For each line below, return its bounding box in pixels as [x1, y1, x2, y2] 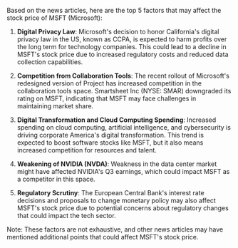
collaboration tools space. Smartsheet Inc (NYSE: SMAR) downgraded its [16, 87, 232, 95]
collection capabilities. [16, 58, 83, 66]
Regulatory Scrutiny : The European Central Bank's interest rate [16, 189, 205, 197]
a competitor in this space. [16, 175, 95, 183]
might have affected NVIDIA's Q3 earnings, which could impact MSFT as [16, 167, 230, 175]
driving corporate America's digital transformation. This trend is [16, 131, 205, 139]
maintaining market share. [16, 102, 94, 110]
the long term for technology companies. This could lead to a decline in [16, 43, 227, 51]
